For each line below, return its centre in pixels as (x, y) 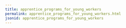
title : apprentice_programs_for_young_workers (53, 9)
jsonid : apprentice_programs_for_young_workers (54, 18)
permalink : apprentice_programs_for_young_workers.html (63, 14)
